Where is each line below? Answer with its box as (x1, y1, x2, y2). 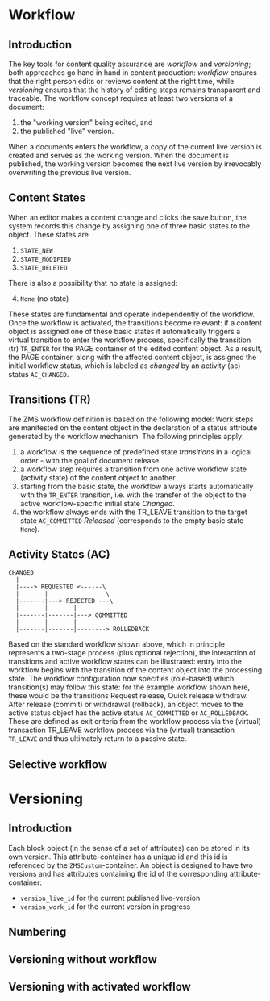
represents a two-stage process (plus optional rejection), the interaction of (8, 648, 256, 658)
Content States (8, 191, 86, 205)
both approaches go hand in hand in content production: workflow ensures (8, 68, 258, 77)
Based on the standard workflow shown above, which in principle (8, 639, 226, 649)
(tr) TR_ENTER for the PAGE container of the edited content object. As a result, (8, 343, 263, 353)
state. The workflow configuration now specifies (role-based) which (8, 674, 235, 684)
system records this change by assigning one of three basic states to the (8, 220, 251, 231)
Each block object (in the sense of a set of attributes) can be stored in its (8, 843, 250, 852)
